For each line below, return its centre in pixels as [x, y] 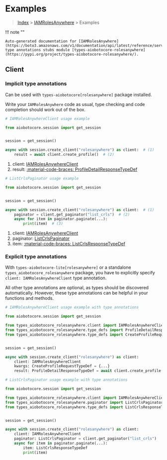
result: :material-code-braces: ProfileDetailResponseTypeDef [75, 169]
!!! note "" [15, 32]
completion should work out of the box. [45, 110]
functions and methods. [30, 298]
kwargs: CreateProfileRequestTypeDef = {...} [62, 366]
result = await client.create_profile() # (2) [64, 155]
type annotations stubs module [38, 50]
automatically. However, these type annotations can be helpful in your [77, 293]
